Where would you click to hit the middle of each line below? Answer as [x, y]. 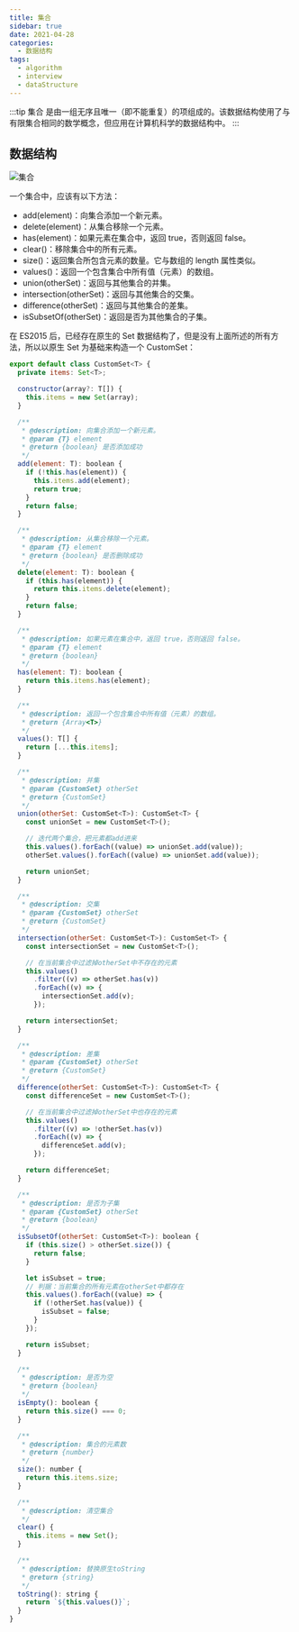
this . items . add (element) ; [82, 480]
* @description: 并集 [60, 780]
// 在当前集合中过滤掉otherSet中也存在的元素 [101, 1112]
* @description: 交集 [60, 905]
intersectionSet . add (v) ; [88, 997]
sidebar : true [36, 26]
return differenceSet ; [68, 1171]
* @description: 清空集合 [67, 1510]
